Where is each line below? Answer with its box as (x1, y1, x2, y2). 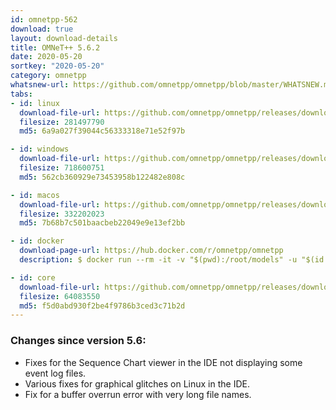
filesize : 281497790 (19, 117, 105, 127)
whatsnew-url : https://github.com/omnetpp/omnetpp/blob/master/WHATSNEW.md (10, 80, 333, 90)
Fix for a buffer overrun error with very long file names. (24, 388, 252, 400)
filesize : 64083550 (19, 291, 101, 301)
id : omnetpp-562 (10, 14, 78, 25)
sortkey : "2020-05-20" (10, 61, 105, 71)
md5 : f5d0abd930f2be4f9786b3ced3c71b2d (19, 301, 186, 311)
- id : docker (10, 236, 65, 246)
